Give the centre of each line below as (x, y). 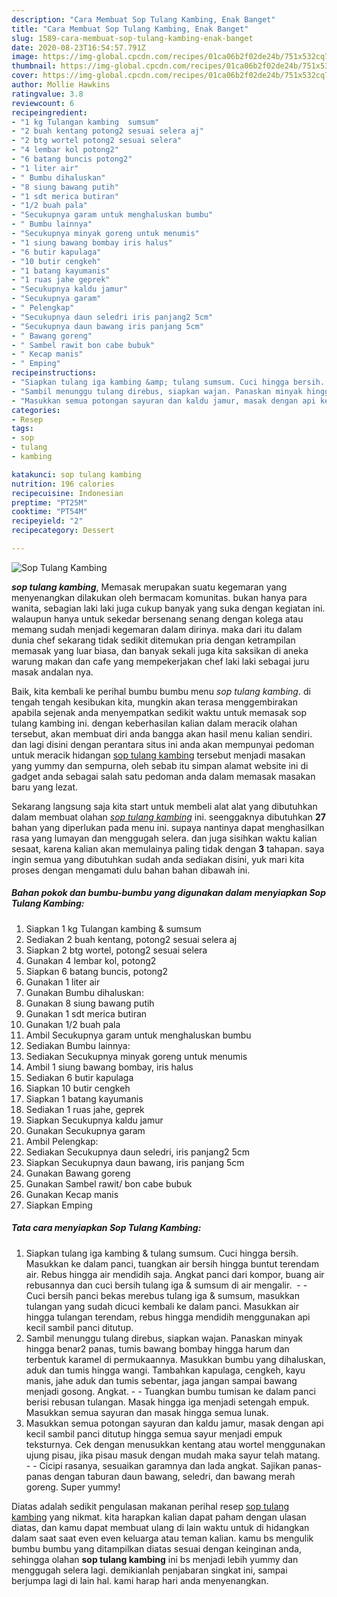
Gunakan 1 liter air (63, 982)
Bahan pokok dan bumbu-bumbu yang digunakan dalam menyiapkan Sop (169, 893)
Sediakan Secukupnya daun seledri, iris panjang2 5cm (138, 1152)
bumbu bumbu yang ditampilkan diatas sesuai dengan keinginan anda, (156, 1548)
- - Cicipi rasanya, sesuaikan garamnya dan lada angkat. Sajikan (158, 1465)
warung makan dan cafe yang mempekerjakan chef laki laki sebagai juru (160, 661)
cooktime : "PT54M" (49, 512)
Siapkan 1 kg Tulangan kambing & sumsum (113, 928)
